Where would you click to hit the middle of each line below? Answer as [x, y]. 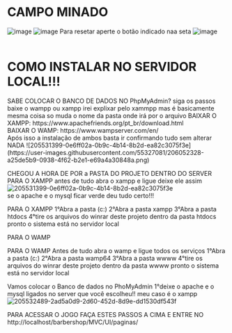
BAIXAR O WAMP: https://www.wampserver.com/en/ [83, 130]
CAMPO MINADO [58, 12]
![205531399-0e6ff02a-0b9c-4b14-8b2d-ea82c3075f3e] [109, 145]
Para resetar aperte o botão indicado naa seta [125, 31]
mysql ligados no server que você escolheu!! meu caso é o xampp [102, 293]
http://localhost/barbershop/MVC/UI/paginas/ [73, 322]
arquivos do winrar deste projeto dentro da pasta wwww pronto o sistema [113, 266]
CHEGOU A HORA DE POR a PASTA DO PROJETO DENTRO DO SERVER [110, 173]
